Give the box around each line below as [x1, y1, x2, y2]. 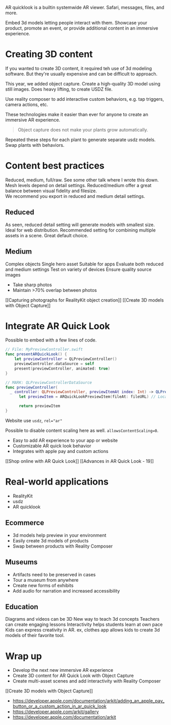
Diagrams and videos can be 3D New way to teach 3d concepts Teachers [5, 616, 160, 622]
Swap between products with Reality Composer [12, 543, 113, 549]
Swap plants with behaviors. [5, 142, 65, 148]
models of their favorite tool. [5, 632, 65, 639]
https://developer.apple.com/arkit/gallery [12, 709, 99, 715]
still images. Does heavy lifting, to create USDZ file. [5, 86, 113, 92]
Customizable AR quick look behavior [12, 442, 92, 449]
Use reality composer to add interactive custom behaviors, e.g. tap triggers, [5, 96, 164, 102]
